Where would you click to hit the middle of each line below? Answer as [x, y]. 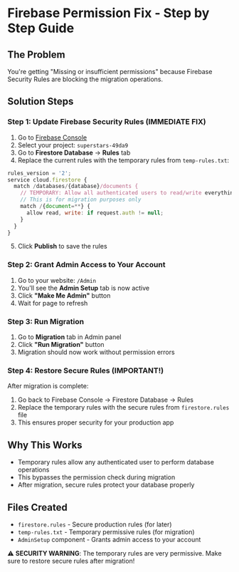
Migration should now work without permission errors [96, 352]
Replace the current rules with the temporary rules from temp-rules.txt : [123, 160]
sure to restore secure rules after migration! [71, 561]
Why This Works [45, 445]
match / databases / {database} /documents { [76, 187]
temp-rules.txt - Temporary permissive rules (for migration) [106, 531]
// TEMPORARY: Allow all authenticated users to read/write [111, 193]
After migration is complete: [48, 386]
